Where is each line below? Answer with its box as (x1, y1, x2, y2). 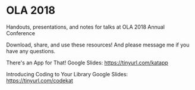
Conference (6, 29, 36, 36)
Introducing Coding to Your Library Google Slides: (6, 70, 128, 77)
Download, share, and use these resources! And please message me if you (6, 41, 190, 48)
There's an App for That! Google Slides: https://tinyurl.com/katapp (6, 59, 168, 66)
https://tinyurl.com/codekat (6, 77, 73, 84)
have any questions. (6, 47, 55, 54)
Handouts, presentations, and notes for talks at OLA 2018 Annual (6, 23, 165, 30)
